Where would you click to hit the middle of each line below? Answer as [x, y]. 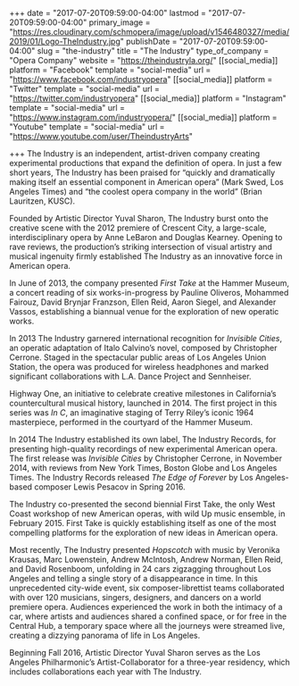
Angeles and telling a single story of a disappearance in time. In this [134, 578]
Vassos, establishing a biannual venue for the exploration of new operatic [144, 311]
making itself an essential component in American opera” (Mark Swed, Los [146, 182]
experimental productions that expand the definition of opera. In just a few [146, 163]
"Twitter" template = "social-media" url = [85, 89]
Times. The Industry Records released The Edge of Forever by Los [131, 477]
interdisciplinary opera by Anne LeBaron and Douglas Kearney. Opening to [146, 237]
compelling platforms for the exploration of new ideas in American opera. [144, 532]
